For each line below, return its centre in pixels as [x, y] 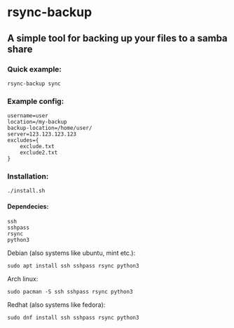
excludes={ [23, 140]
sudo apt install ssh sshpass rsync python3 [73, 265]
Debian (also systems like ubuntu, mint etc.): [71, 253]
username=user [28, 116]
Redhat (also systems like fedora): [56, 304]
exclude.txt [37, 147]
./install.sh [26, 191]
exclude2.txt [39, 153]
